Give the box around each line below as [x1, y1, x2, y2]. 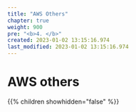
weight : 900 [7, 23, 43, 30]
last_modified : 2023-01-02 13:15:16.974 [7, 43, 130, 50]
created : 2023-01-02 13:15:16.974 [7, 37, 110, 44]
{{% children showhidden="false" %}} [7, 97, 120, 106]
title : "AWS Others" [7, 10, 69, 18]
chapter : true [7, 17, 50, 24]
